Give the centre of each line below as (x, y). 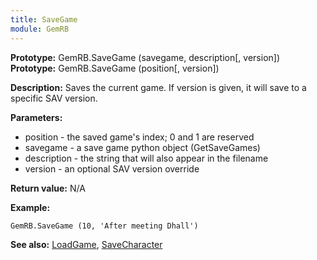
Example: (30, 207)
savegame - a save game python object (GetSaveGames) (142, 147)
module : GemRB (40, 29)
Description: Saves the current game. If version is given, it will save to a (158, 87)
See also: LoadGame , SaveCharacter (86, 244)
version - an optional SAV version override (112, 168)
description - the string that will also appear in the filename (146, 158)
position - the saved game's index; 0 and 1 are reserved (139, 137)
